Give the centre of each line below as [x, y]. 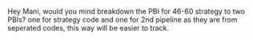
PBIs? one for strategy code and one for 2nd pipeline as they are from [122, 20]
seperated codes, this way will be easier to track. [88, 28]
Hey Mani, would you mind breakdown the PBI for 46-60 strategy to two [127, 11]
